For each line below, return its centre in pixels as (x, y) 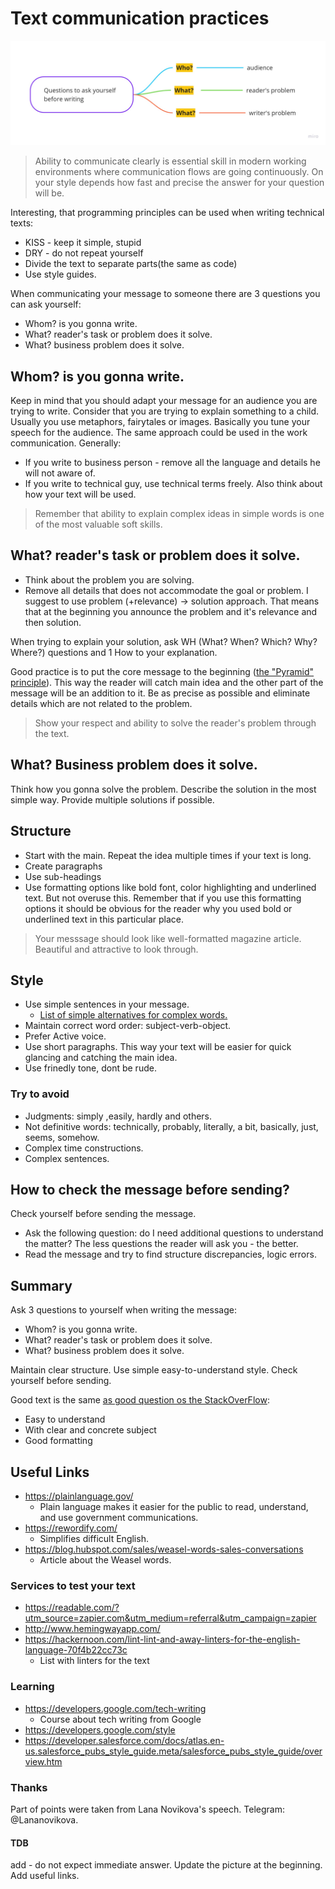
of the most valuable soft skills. (98, 524)
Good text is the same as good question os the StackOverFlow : (140, 1400)
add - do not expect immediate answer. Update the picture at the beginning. (166, 1865)
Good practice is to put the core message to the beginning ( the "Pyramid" (162, 671)
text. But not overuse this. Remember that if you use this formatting (163, 898)
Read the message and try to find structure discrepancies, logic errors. (170, 1254)
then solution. (53, 622)
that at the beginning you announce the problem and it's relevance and (171, 611)
